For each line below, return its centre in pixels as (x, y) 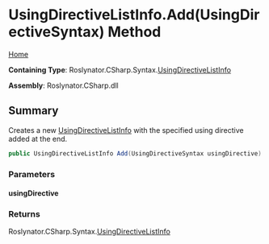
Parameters (32, 174)
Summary (34, 111)
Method (134, 32)
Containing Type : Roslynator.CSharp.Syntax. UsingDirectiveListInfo (120, 69)
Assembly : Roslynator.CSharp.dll (63, 85)
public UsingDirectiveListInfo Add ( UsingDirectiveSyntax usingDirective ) (135, 153)
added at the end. (38, 139)
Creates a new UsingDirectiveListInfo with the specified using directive (126, 130)
